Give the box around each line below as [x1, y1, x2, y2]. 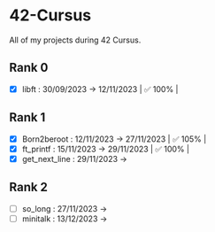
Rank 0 [9, 60, 49, 75]
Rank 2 [9, 180, 49, 195]
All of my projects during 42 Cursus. [9, 35, 142, 45]
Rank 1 [9, 110, 46, 125]
